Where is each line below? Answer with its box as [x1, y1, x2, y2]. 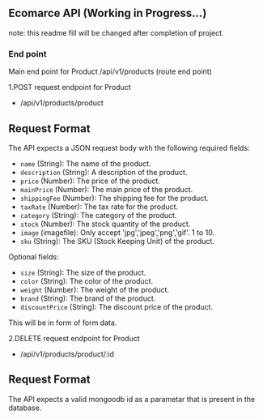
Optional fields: [8, 251, 59, 262]
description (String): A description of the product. [19, 167, 188, 177]
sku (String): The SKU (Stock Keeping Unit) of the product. [19, 236, 214, 246]
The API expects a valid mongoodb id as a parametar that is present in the [8, 394, 256, 404]
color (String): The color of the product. [19, 276, 154, 286]
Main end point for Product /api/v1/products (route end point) [8, 66, 213, 76]
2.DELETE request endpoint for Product [8, 333, 140, 343]
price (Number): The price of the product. [19, 176, 160, 186]
